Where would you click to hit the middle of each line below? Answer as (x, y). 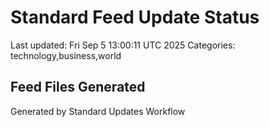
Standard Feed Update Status (135, 17)
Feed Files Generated (78, 87)
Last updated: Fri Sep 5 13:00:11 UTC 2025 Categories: (123, 45)
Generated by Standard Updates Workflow (98, 111)
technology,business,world (66, 55)
